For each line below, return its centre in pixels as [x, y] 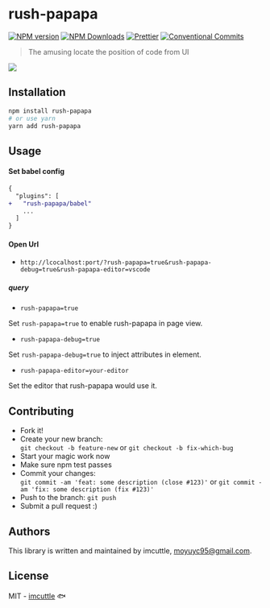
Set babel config [37, 172]
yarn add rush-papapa [45, 126]
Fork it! [32, 431]
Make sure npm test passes [66, 465]
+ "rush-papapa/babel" [50, 203]
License [29, 576]
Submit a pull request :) [59, 506]
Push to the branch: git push [68, 498]
